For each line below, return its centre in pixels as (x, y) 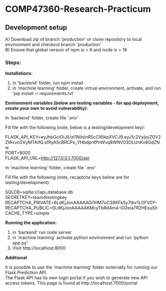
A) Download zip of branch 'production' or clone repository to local (74, 39)
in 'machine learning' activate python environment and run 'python (80, 238)
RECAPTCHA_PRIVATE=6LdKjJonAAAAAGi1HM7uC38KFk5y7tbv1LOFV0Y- (81, 203)
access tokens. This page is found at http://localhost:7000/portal (71, 283)
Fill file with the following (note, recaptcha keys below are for (67, 177)
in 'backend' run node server (42, 232)
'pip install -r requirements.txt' (43, 94)
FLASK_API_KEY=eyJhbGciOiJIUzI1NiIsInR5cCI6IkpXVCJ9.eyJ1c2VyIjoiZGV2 (83, 137)
